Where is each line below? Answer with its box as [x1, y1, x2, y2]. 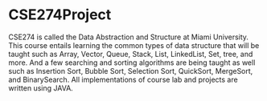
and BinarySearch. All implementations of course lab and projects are [8, 75, 239, 84]
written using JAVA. [8, 83, 74, 93]
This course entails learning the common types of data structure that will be [8, 40, 260, 50]
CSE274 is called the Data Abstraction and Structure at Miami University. [8, 32, 249, 42]
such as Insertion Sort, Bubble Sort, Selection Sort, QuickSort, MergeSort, [8, 66, 253, 75]
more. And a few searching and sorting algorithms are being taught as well [8, 58, 256, 67]
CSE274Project [8, 6, 112, 24]
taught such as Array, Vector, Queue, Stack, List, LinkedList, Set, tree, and [8, 49, 253, 59]
